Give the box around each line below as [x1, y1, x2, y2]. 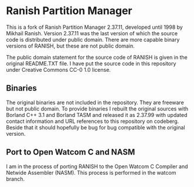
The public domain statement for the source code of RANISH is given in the [6, 54, 188, 61]
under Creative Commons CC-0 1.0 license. [6, 66, 111, 73]
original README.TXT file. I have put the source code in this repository [6, 60, 176, 67]
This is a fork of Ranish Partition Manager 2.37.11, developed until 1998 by [6, 24, 183, 31]
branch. [6, 175, 25, 182]
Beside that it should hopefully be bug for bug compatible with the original [6, 123, 186, 131]
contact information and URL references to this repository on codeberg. [6, 118, 179, 125]
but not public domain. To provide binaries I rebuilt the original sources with [6, 105, 189, 112]
